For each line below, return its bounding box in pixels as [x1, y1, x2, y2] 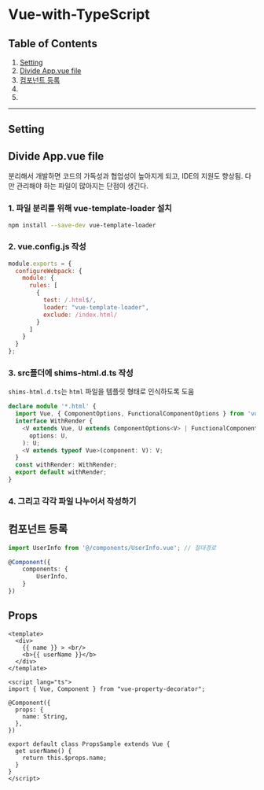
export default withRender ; [15, 468, 108, 477]
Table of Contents [8, 37, 98, 50]
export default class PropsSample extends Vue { [8, 740, 170, 748]
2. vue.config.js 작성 [8, 242, 86, 253]
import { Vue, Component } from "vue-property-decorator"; [8, 685, 206, 693]
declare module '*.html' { [8, 403, 97, 411]
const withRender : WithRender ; [15, 461, 118, 469]
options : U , [28, 431, 68, 440]
